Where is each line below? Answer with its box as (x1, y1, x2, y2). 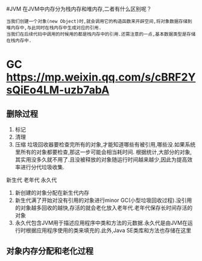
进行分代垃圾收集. (20, 163, 65, 171)
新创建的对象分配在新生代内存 (14, 189, 89, 196)
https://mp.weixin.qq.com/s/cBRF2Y (6, 71, 196, 84)
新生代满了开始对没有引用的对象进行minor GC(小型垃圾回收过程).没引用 (14, 197, 192, 204)
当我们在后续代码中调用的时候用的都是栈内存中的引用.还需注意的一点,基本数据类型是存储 (6, 31, 196, 37)
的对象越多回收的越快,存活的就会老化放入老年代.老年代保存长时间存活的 (14, 204, 193, 211)
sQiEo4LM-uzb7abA (6, 83, 110, 97)
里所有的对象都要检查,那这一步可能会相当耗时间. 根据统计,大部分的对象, (14, 148, 192, 156)
